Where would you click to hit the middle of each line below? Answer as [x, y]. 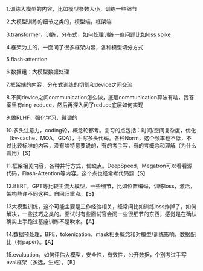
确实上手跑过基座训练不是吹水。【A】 [52, 221]
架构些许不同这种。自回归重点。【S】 [52, 194]
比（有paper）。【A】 [31, 242]
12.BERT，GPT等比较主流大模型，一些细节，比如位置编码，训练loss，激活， [101, 186]
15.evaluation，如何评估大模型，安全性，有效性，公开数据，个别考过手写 [97, 254]
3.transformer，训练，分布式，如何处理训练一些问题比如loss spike [89, 34]
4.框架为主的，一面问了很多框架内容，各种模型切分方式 [75, 47]
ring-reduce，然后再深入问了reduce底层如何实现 [83, 105]
